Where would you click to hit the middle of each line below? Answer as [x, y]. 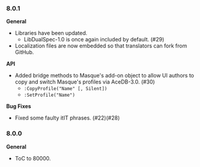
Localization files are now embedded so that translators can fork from [101, 46]
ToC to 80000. [33, 158]
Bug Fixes [19, 106]
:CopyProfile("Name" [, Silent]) [66, 89]
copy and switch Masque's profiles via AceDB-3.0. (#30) [85, 82]
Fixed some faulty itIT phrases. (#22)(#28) [67, 118]
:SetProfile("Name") [49, 95]
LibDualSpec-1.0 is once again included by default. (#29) [94, 40]
